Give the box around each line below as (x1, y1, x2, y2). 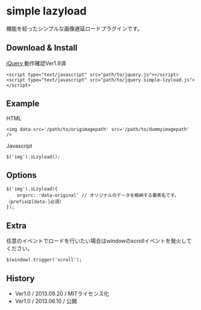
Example (6, 98, 40, 109)
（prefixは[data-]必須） (6, 199, 64, 205)
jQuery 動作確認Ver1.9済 (6, 59, 66, 67)
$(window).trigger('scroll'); (6, 257, 82, 263)
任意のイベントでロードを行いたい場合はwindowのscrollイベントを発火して (6, 237, 192, 245)
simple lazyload (6, 4, 87, 18)
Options (6, 170, 37, 180)
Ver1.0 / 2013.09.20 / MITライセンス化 (14, 290, 110, 297)
